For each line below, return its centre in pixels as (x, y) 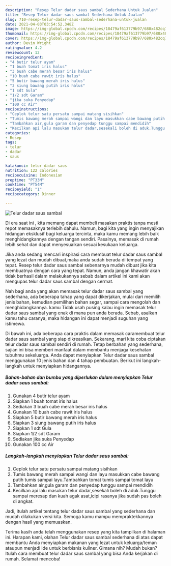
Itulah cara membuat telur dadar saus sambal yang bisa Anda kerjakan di (82, 553)
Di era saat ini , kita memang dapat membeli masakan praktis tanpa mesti (82, 223)
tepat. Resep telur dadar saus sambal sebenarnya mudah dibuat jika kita (81, 265)
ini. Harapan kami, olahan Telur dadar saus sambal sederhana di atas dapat (84, 537)
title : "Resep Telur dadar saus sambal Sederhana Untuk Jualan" (75, 15)
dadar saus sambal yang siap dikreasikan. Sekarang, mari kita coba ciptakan (85, 339)
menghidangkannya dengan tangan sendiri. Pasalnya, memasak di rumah (82, 239)
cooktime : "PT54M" (25, 185)
